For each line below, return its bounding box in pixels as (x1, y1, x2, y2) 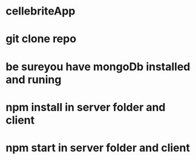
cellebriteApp (5, 4, 76, 18)
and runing (5, 73, 62, 86)
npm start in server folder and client (5, 141, 190, 155)
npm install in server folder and (5, 100, 166, 114)
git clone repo (5, 32, 77, 46)
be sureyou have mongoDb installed (5, 59, 191, 73)
